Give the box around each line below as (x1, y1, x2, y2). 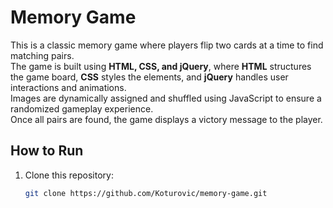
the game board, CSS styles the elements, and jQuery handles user (10, 71, 289, 83)
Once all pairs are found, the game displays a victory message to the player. (10, 113, 323, 125)
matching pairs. (10, 49, 75, 61)
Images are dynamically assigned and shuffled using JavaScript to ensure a (10, 92, 322, 104)
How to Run (10, 142, 84, 160)
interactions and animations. (10, 81, 127, 93)
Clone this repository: (24, 169, 114, 181)
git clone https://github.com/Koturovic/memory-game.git (24, 188, 268, 198)
